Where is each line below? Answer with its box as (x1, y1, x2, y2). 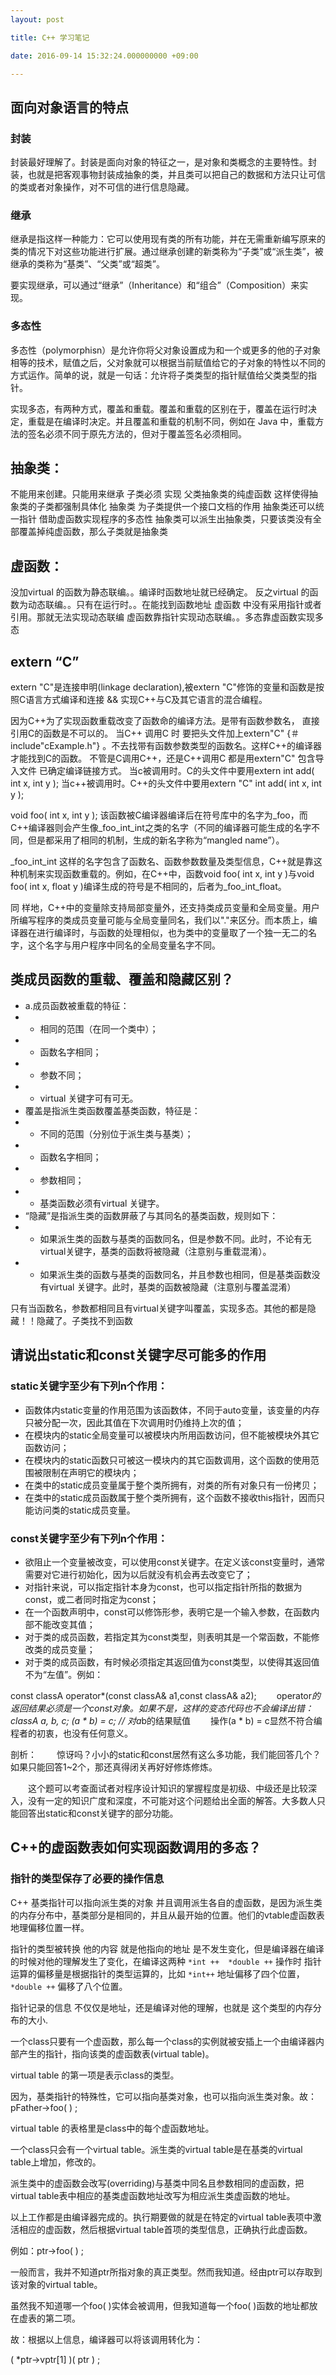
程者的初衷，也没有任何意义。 (10, 1727, 133, 1739)
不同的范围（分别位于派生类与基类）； (39, 1127, 194, 1140)
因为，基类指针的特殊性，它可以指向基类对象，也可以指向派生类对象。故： (10, 2090, 317, 2102)
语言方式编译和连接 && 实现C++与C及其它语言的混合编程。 (25, 694, 268, 706)
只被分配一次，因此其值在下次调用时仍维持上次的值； (24, 1416, 245, 1428)
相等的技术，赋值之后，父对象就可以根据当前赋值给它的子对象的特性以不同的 (10, 356, 326, 368)
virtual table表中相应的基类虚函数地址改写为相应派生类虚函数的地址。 (10, 2189, 296, 2201)
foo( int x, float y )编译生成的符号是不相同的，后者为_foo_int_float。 (10, 881, 287, 893)
